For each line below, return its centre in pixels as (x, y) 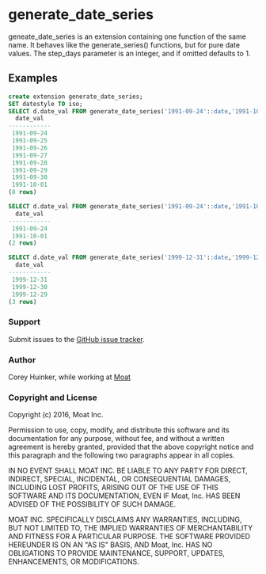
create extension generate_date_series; (76, 97)
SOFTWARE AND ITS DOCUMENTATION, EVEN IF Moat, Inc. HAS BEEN (124, 496)
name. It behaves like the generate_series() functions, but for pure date (124, 44)
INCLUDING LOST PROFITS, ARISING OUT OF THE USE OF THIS (114, 488)
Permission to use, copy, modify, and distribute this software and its (119, 430)
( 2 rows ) (23, 243)
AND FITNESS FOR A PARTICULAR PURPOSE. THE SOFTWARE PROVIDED (129, 537)
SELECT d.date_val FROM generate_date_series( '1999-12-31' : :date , (120, 258)
